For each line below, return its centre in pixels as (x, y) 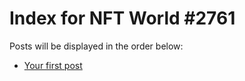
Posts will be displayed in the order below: (96, 46)
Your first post (53, 65)
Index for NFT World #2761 (122, 18)
